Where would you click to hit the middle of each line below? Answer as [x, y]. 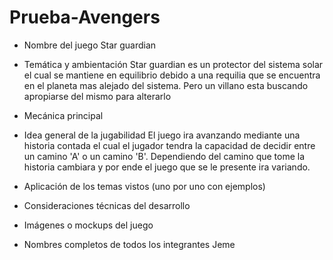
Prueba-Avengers [85, 17]
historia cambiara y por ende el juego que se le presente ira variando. [167, 167]
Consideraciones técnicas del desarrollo [107, 205]
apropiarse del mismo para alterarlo [97, 96]
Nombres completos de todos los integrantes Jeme [129, 244]
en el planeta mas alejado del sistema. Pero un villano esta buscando [166, 85]
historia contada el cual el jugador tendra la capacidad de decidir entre [169, 145]
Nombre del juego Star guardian [90, 45]
